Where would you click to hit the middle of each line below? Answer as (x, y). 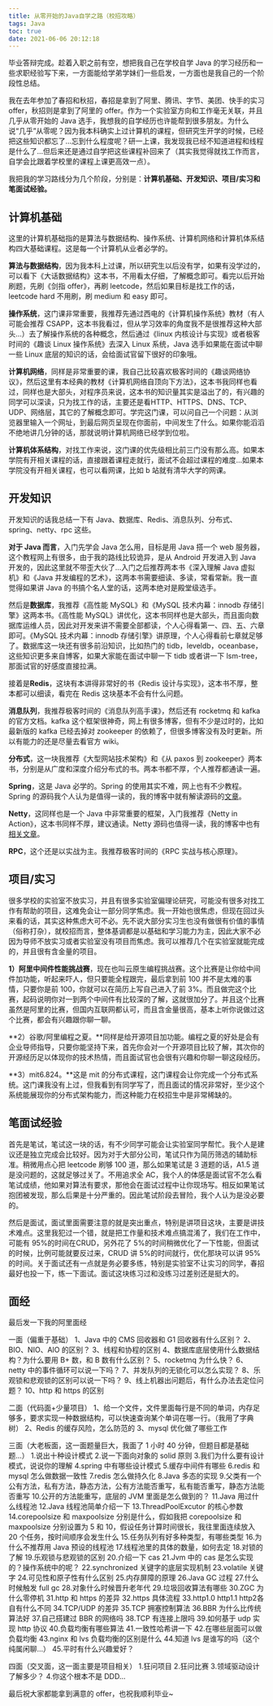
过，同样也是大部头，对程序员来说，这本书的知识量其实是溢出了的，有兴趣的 (136, 392)
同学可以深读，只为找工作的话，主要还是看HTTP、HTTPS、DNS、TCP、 (130, 402)
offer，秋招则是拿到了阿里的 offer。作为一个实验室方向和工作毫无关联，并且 (136, 111)
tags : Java (27, 24)
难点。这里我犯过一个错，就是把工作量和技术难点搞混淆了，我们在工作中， (140, 1232)
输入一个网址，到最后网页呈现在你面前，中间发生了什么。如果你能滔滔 (147, 422)
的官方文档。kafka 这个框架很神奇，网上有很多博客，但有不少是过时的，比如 (136, 720)
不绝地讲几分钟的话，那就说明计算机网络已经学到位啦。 (101, 433)
